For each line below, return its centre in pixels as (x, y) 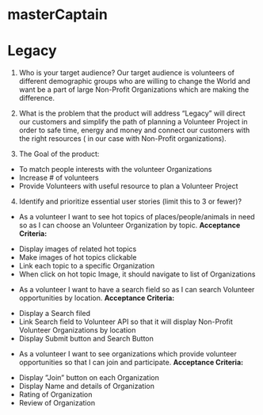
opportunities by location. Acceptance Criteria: (97, 298)
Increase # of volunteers (59, 178)
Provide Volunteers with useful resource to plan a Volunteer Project (128, 186)
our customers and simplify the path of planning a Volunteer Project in (133, 122)
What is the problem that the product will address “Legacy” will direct (132, 113)
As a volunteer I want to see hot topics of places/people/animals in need (137, 217)
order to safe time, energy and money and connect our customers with (134, 130)
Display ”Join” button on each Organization (89, 378)
